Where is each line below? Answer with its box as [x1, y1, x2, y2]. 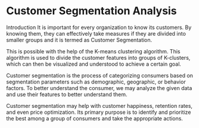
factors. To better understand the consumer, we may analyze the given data [6, 84, 192, 91]
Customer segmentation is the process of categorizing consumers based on [6, 72, 194, 79]
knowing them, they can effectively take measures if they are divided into [6, 30, 186, 37]
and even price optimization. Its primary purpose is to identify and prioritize [6, 108, 191, 116]
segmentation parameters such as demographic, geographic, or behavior [6, 78, 186, 85]
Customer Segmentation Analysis [6, 4, 177, 18]
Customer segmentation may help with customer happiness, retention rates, [6, 102, 192, 109]
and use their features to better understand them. [6, 91, 128, 98]
